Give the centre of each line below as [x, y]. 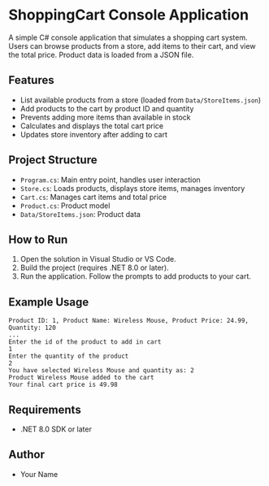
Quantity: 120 [33, 328]
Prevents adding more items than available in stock [105, 117]
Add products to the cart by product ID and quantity [107, 108]
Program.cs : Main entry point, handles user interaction [110, 180]
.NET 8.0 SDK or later [56, 429]
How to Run [38, 239]
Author [26, 455]
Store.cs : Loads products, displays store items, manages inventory [132, 188]
